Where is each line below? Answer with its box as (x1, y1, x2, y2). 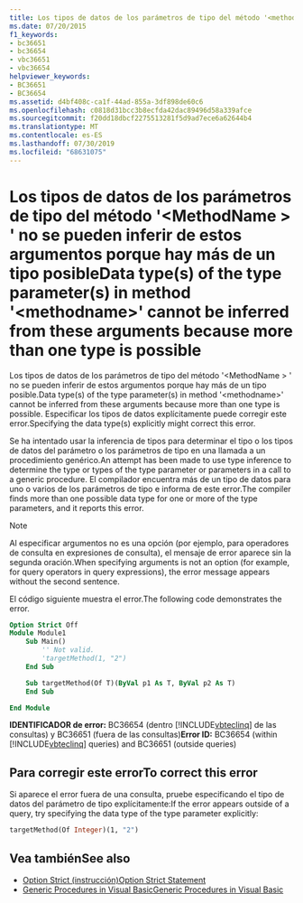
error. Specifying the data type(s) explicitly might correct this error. (9, 417, 256, 429)
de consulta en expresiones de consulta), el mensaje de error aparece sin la (9, 547, 291, 558)
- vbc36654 (9, 64, 50, 73)
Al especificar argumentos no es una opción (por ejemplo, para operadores (9, 537, 289, 548)
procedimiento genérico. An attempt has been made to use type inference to (9, 454, 291, 465)
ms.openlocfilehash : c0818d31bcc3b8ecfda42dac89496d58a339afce (9, 106, 252, 115)
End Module (9, 703, 50, 712)
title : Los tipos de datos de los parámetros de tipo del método (9, 13, 260, 23)
